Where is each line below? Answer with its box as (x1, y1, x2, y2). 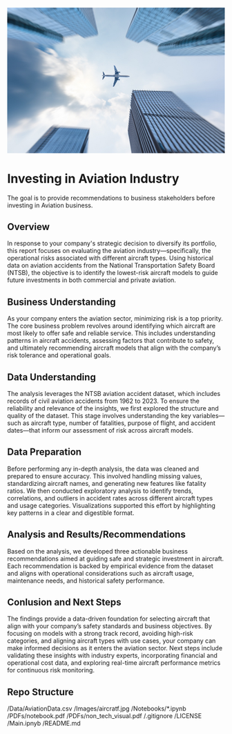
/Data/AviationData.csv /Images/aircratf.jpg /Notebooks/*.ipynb (7, 704, 186, 713)
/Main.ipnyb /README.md (7, 719, 81, 728)
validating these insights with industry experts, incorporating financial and (7, 651, 217, 660)
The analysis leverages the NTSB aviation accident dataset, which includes (7, 390, 221, 398)
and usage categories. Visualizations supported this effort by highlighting (7, 501, 216, 509)
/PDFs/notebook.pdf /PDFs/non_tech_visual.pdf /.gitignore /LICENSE (7, 712, 202, 720)
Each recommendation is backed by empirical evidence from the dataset (7, 561, 214, 570)
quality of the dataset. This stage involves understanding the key (7, 412, 191, 420)
